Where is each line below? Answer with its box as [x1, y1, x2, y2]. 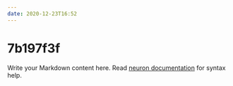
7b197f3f [7, 40, 61, 56]
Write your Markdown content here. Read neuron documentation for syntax [7, 64, 226, 72]
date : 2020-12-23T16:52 [7, 10, 78, 17]
